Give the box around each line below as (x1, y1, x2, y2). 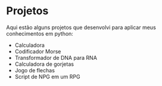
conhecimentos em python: (6, 30, 73, 37)
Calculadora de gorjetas (14, 60, 74, 68)
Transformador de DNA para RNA (14, 54, 97, 61)
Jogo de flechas (14, 66, 55, 74)
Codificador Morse (14, 47, 61, 55)
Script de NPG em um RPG (14, 73, 80, 80)
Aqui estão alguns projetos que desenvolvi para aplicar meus (6, 24, 156, 31)
